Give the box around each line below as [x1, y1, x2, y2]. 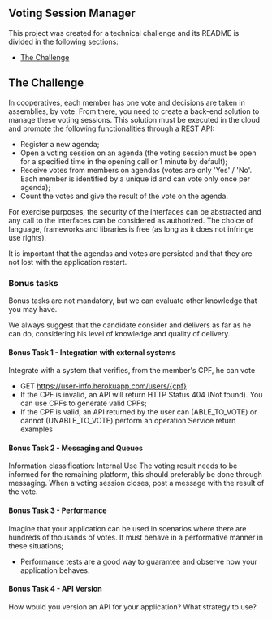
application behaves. [19, 565, 91, 575]
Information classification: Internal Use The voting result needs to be [8, 461, 238, 470]
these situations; [8, 540, 64, 551]
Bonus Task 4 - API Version [8, 584, 103, 594]
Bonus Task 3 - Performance [8, 505, 107, 515]
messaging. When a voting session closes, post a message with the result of [8, 479, 265, 488]
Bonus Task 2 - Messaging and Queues [8, 443, 144, 453]
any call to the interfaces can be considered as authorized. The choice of [8, 215, 253, 225]
